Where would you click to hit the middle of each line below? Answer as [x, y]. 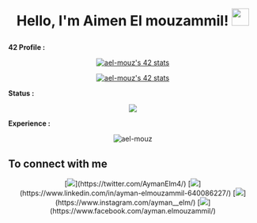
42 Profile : [27, 47]
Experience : [29, 123]
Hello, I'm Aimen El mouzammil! [123, 21]
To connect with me [58, 163]
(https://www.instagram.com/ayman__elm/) [125, 202]
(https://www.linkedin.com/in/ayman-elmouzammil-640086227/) [125, 193]
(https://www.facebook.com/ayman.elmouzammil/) [133, 211]
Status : [21, 93]
